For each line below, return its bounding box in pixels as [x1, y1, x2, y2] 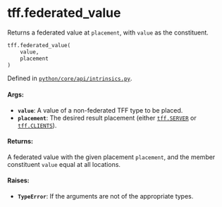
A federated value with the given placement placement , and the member [7, 153, 216, 161]
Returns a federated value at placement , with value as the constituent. [7, 28, 209, 37]
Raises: [7, 176, 30, 184]
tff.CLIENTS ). [17, 121, 57, 130]
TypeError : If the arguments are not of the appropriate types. [17, 192, 194, 201]
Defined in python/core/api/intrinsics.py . [7, 74, 132, 82]
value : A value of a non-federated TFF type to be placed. [17, 106, 183, 114]
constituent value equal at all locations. [7, 160, 121, 168]
